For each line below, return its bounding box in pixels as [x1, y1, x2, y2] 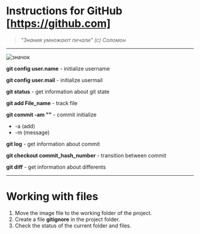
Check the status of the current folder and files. [14, 222, 132, 229]
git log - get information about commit [6, 140, 100, 147]
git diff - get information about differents [6, 163, 106, 170]
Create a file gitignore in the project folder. [14, 216, 120, 223]
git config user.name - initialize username [6, 65, 110, 72]
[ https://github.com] [6, 17, 111, 30]
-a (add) [14, 122, 36, 129]
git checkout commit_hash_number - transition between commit [6, 151, 167, 159]
